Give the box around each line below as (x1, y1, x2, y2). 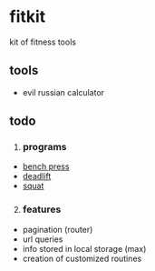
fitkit (9, 6, 46, 27)
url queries (22, 234, 63, 245)
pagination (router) (22, 224, 93, 235)
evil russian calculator (22, 86, 105, 97)
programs (22, 141, 67, 154)
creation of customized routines (22, 253, 142, 264)
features (22, 203, 62, 216)
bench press (22, 161, 70, 172)
